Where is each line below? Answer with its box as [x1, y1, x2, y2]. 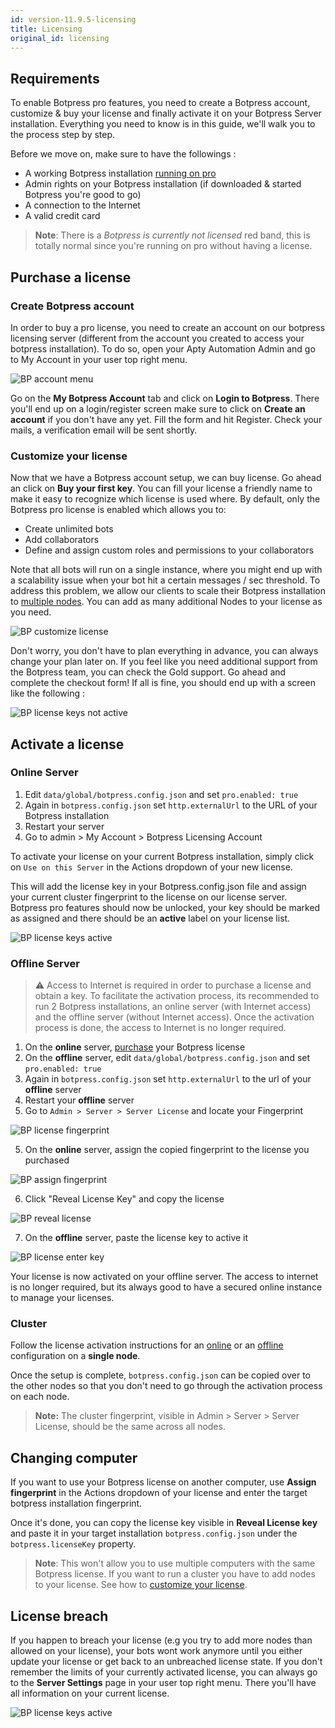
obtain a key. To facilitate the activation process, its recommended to [34, 990, 320, 1002]
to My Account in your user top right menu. [10, 353, 188, 365]
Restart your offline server [24, 1094, 135, 1106]
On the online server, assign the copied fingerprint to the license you [24, 1144, 310, 1156]
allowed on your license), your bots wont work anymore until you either [10, 1645, 303, 1657]
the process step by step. [10, 129, 116, 141]
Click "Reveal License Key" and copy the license [24, 1193, 225, 1205]
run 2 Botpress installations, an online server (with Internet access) [34, 1001, 312, 1013]
